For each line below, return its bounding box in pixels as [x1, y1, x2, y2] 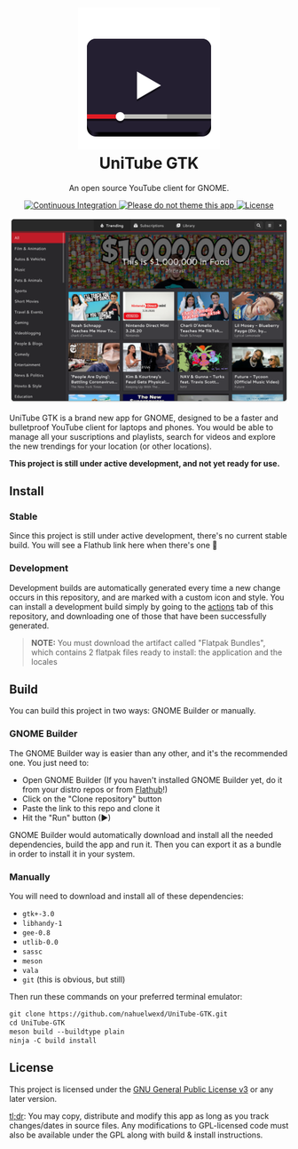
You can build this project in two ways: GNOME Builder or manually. [9, 706, 256, 716]
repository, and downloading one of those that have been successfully [9, 610, 267, 621]
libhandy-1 [21, 919, 63, 929]
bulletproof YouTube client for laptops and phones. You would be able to [9, 421, 273, 433]
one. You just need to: [9, 757, 90, 768]
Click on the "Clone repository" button [21, 794, 162, 804]
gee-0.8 [21, 929, 51, 938]
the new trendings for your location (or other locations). [9, 441, 213, 451]
